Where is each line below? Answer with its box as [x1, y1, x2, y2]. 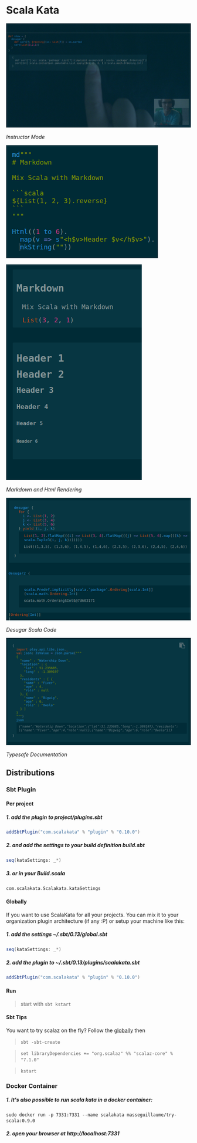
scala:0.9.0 [6, 1118, 35, 1124]
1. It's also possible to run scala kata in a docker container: [6, 1096, 153, 1104]
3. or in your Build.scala [6, 870, 66, 877]
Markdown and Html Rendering [6, 486, 82, 493]
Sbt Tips [6, 1014, 28, 1021]
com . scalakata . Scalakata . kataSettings [6, 885, 101, 891]
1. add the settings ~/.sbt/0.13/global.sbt [6, 931, 108, 938]
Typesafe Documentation [6, 751, 67, 758]
